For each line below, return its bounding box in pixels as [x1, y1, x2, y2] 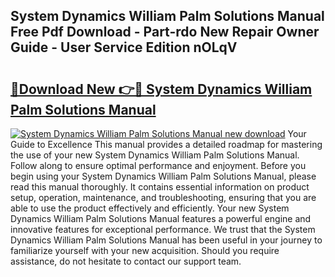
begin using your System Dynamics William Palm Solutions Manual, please [10, 170, 317, 182]
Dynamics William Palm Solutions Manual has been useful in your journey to [10, 234, 323, 246]
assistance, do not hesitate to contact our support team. [10, 255, 242, 267]
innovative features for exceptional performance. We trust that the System [10, 224, 316, 235]
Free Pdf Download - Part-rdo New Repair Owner [10, 24, 320, 41]
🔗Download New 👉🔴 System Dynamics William [10, 80, 313, 98]
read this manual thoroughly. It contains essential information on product [10, 181, 310, 193]
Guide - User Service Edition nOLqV [10, 39, 238, 56]
